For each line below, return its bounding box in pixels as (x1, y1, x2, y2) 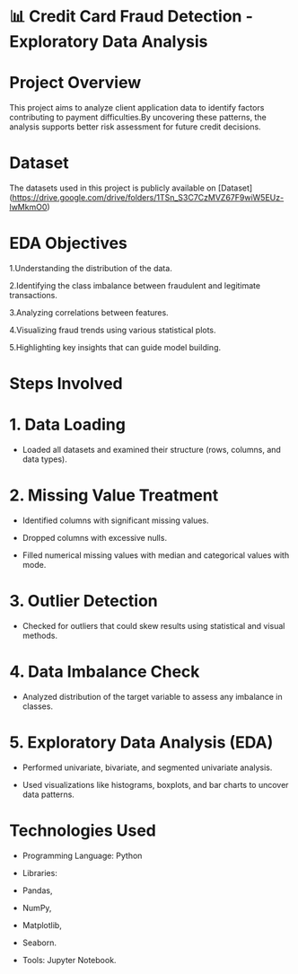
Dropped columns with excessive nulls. (22, 533, 168, 544)
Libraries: (22, 867, 58, 878)
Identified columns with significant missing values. (22, 515, 209, 526)
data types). (22, 454, 67, 465)
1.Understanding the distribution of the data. (9, 263, 172, 273)
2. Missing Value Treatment (9, 485, 219, 506)
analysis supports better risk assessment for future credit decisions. (9, 121, 262, 132)
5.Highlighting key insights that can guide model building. (9, 342, 222, 352)
